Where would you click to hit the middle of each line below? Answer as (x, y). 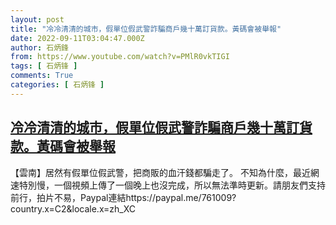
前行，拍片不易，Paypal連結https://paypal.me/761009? (123, 197)
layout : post (37, 19)
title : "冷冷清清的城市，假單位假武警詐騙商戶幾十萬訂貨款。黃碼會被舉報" (146, 29)
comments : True (42, 76)
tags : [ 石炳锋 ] (44, 66)
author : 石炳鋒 (39, 47)
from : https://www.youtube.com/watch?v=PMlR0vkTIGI (120, 57)
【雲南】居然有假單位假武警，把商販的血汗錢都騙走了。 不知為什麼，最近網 (165, 172)
